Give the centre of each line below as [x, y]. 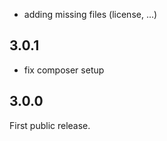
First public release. [50, 125]
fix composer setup [64, 70]
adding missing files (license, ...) [90, 14]
